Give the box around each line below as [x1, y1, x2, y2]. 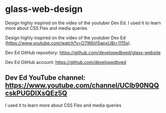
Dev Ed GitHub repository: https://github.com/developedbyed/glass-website [5, 50, 161, 56]
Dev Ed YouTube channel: [5, 73, 86, 82]
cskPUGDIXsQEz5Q [5, 89, 67, 98]
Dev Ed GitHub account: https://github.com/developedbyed [5, 59, 126, 65]
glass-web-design [5, 3, 83, 15]
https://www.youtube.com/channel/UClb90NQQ [5, 81, 160, 90]
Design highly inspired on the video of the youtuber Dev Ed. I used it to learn [5, 20, 161, 26]
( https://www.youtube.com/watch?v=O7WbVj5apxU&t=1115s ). [5, 40, 131, 46]
